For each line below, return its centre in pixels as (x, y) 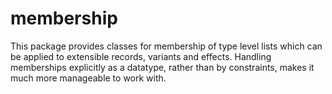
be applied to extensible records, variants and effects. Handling (141, 56)
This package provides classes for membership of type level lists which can (166, 46)
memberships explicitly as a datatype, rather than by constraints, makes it (162, 67)
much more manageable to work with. (88, 78)
